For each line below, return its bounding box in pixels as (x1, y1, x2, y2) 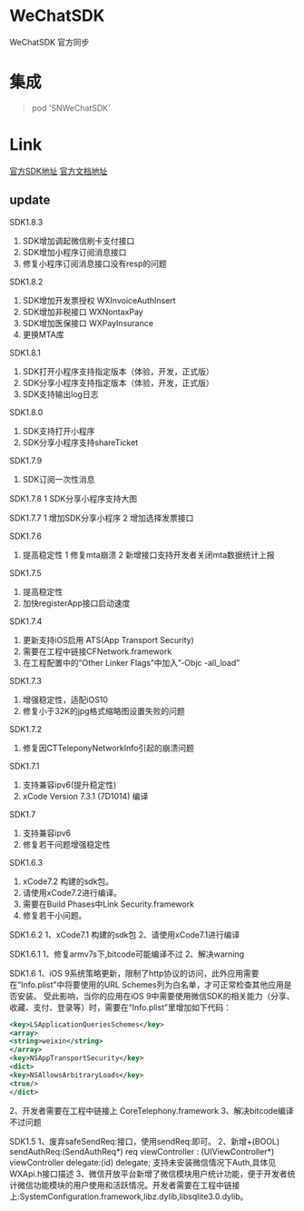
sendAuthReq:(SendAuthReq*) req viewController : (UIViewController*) (9, 1146, 275, 1156)
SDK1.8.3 (9, 216, 44, 227)
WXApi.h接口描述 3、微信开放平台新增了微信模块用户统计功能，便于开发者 (9, 1168, 288, 1179)
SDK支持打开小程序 (22, 425, 95, 436)
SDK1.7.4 (9, 615, 43, 627)
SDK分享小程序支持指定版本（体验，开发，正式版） (22, 377, 215, 388)
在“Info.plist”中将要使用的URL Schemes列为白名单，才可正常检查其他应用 (9, 978, 284, 990)
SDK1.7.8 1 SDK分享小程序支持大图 (9, 492, 138, 504)
